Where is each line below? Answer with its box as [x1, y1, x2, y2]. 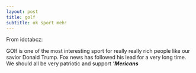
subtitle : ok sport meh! [6, 20, 68, 26]
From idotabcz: [6, 36, 43, 43]
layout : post [6, 8, 38, 15]
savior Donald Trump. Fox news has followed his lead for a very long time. [6, 54, 187, 61]
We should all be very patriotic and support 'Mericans [6, 60, 139, 67]
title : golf [6, 14, 36, 20]
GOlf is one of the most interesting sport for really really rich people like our [6, 47, 191, 55]
